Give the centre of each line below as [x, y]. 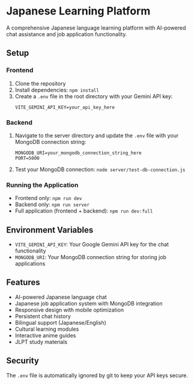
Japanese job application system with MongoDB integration [89, 303]
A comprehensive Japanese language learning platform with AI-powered [96, 28]
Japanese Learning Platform [78, 11]
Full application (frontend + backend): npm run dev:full [84, 211]
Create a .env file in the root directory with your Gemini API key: [94, 96]
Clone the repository [40, 83]
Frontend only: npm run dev [48, 198]
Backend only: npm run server [52, 205]
